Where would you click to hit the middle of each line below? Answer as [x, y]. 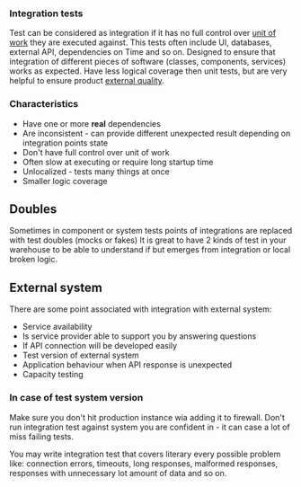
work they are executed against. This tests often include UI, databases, [141, 42]
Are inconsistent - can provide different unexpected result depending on [156, 133]
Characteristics [44, 104]
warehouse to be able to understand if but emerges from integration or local [150, 250]
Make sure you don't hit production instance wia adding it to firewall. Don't [147, 417]
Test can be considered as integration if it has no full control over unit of [143, 33]
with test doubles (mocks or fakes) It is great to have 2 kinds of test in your [148, 240]
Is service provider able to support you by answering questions [139, 336]
